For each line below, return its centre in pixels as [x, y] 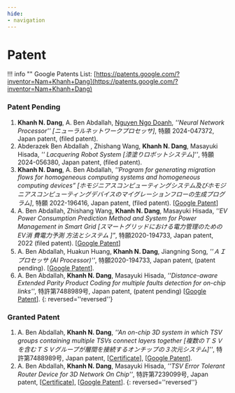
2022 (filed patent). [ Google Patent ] [69, 243]
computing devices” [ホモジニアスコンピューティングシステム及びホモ [119, 185]
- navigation [26, 20]
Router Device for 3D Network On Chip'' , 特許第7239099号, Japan [113, 374]
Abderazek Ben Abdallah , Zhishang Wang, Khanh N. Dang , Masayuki [117, 146]
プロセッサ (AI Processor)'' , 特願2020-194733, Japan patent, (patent [116, 260]
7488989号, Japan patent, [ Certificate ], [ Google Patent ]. [111, 358]
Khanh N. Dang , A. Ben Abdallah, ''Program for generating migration [116, 169]
